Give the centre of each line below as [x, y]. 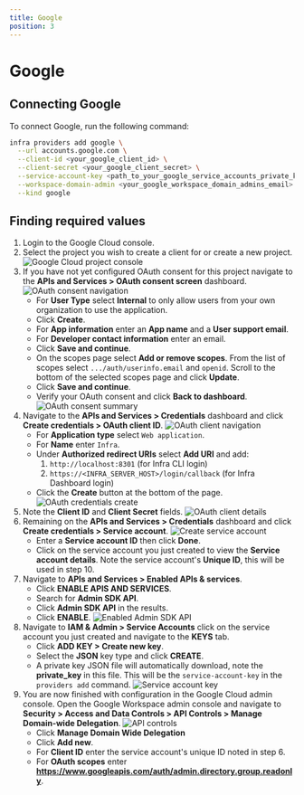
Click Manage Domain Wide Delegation [110, 733]
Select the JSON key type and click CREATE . [120, 656]
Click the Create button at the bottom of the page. [129, 493]
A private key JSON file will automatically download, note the [150, 666]
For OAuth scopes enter [81, 762]
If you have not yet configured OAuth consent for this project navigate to [157, 271]
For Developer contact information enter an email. [131, 339]
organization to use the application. [102, 310]
